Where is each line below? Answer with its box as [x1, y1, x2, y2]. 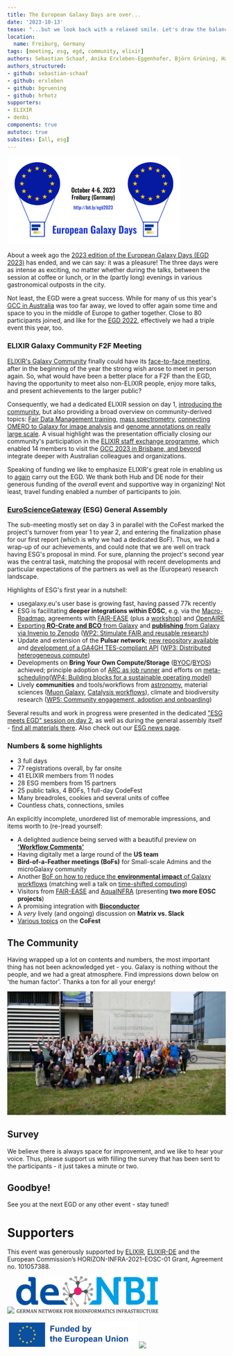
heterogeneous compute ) [17, 651, 90, 659]
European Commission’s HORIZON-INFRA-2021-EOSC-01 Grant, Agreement [7, 1255, 223, 1263]
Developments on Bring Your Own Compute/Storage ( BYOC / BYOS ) [17, 658, 212, 667]
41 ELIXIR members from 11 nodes [17, 772, 114, 780]
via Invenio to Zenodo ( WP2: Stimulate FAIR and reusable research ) [17, 628, 209, 637]
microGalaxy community [17, 865, 87, 873]
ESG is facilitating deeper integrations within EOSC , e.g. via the [17, 606, 200, 615]
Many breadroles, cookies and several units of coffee [17, 794, 170, 802]
